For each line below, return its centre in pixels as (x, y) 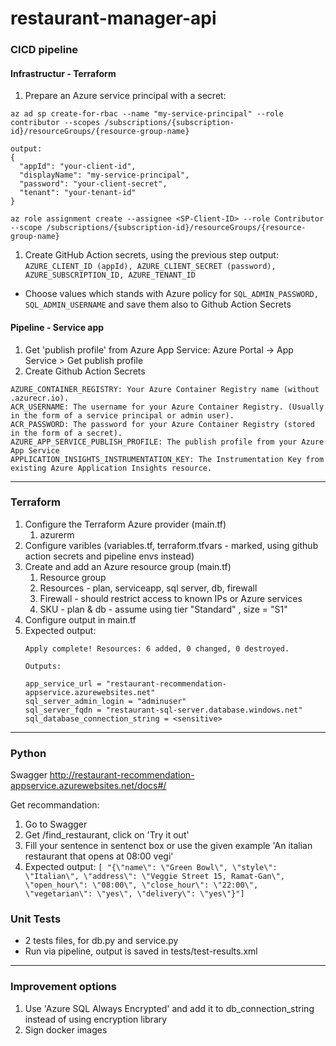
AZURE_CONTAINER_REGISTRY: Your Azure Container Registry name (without (165, 389)
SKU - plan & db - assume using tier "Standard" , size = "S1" (163, 609)
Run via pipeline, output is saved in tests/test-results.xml (141, 951)
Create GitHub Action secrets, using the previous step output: (151, 255)
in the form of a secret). (66, 433)
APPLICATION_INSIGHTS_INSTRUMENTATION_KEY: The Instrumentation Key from (167, 459)
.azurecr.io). (40, 398)
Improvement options (63, 987)
